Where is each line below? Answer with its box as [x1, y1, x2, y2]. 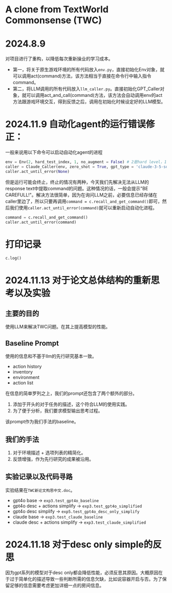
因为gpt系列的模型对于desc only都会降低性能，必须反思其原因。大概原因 [5, 569, 159, 576]
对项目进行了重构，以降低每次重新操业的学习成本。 [5, 55, 113, 62]
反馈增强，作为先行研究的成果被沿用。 [12, 456, 94, 462]
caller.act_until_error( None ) [5, 169, 70, 174]
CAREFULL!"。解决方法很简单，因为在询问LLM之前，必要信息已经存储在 [5, 191, 158, 198]
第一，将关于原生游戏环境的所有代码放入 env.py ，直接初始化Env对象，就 [12, 67, 165, 73]
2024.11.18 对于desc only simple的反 [5, 539, 162, 550]
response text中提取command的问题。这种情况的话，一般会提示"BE [5, 185, 148, 191]
